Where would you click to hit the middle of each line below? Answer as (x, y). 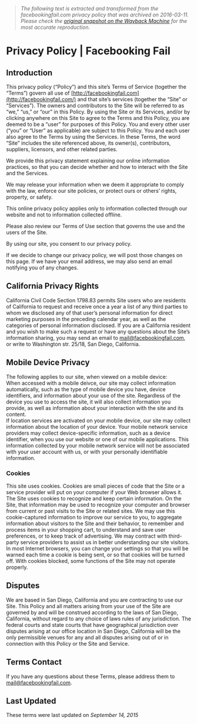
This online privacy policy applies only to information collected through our (97, 208)
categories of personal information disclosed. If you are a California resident (98, 325)
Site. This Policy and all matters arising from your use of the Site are (88, 606)
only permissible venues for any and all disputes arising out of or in (87, 637)
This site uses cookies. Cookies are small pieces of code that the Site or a (96, 486)
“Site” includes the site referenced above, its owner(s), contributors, (89, 143)
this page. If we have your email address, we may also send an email (89, 261)
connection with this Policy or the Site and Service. (68, 643)
